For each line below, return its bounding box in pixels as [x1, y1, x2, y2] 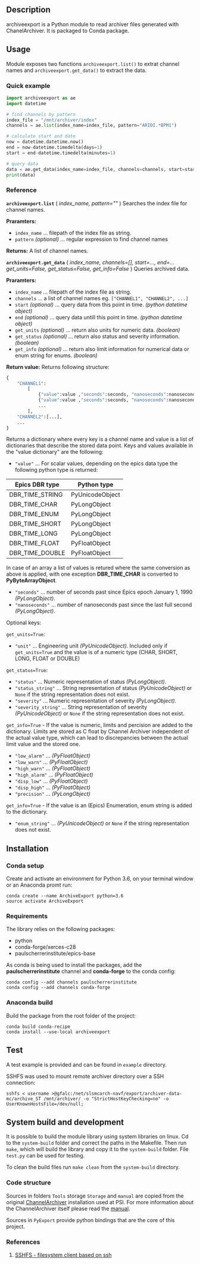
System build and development [6, 1117, 124, 1127]
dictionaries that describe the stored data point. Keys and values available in [6, 442, 193, 449]
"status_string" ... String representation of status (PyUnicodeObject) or [14, 685, 192, 692]
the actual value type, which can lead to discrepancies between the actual [6, 734, 189, 741]
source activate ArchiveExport [6, 898, 84, 905]
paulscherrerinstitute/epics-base [14, 950, 96, 957]
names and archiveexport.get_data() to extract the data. [6, 66, 147, 74]
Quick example [6, 81, 51, 90]
